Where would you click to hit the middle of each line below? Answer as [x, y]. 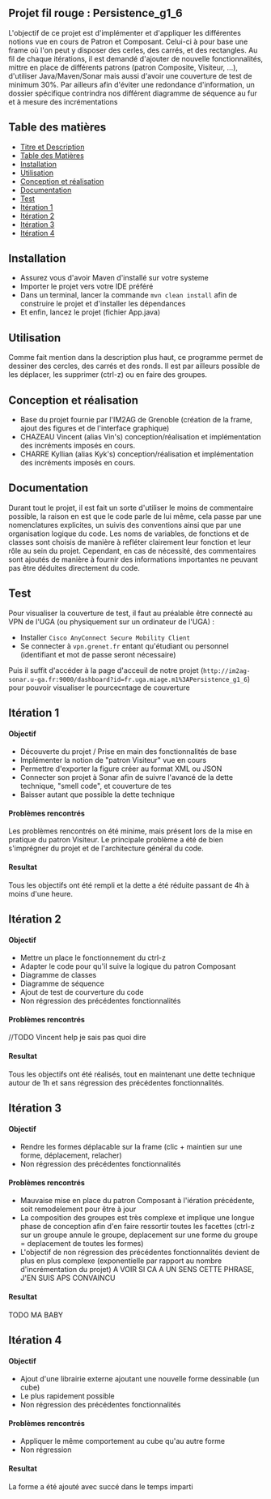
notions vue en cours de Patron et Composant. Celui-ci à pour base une [128, 41]
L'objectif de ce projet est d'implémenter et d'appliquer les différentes [125, 32]
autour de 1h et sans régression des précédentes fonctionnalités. [116, 1082]
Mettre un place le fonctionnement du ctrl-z [93, 958]
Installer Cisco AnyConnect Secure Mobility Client [105, 637]
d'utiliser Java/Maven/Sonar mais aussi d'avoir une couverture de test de [130, 75]
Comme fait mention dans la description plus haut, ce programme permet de [136, 358]
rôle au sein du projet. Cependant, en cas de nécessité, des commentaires [132, 550]
